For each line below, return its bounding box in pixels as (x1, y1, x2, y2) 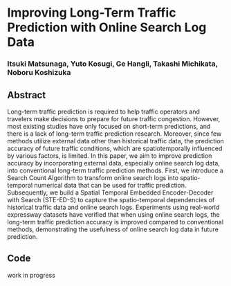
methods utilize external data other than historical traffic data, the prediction (7, 136, 225, 145)
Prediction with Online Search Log (7, 19, 207, 35)
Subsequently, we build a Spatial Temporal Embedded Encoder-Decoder (7, 188, 214, 197)
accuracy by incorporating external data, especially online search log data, (7, 159, 220, 167)
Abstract (7, 89, 46, 101)
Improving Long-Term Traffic (7, 5, 176, 21)
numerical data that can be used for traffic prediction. (34, 181, 187, 189)
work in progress (7, 271, 55, 279)
